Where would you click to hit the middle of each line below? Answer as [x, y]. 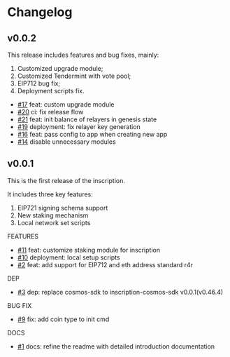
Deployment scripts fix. [51, 91]
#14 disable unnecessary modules [67, 142]
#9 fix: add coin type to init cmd [63, 319]
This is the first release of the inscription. [66, 180]
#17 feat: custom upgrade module [66, 105]
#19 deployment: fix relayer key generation [79, 127]
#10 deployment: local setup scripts [69, 257]
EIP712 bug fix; [39, 83]
